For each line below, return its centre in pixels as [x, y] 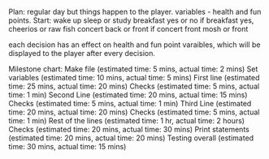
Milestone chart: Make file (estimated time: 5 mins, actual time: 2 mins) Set [133, 69]
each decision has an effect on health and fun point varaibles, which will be [134, 45]
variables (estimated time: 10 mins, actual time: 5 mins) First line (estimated [134, 77]
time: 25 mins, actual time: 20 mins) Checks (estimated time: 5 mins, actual [134, 86]
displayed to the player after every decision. [82, 53]
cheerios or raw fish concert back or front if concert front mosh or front [128, 29]
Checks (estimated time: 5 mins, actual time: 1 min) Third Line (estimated [130, 103]
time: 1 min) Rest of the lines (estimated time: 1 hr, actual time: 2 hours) [127, 120]
